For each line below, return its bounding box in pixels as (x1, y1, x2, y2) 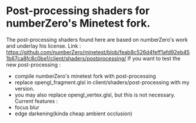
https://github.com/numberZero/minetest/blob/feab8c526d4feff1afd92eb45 (6, 48, 190, 55)
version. (14, 85, 35, 92)
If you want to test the (127, 55, 181, 62)
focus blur (14, 104, 40, 111)
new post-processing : (6, 61, 61, 68)
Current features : (14, 97, 58, 104)
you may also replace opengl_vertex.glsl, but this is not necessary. (14, 91, 175, 98)
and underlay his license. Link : (6, 42, 81, 49)
